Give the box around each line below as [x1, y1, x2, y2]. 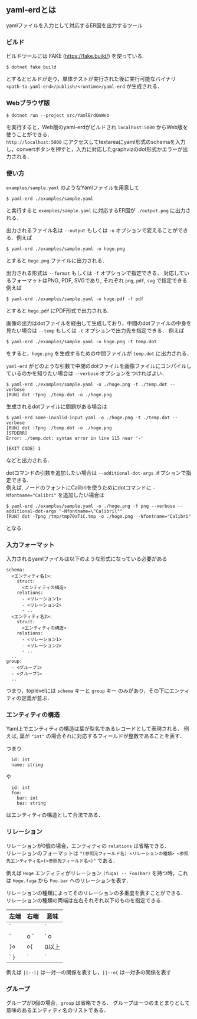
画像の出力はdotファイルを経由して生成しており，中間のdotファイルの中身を [6, 320, 192, 327]
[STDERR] [6, 430, 28, 436]
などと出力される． [6, 456, 53, 464]
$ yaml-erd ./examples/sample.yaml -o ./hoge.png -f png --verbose [6, 503, 176, 509]
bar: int [17, 795, 38, 801]
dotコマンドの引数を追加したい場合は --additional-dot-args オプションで [6, 469, 186, 476]
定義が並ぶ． [21, 695, 52, 701]
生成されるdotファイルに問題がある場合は [6, 403, 107, 410]
